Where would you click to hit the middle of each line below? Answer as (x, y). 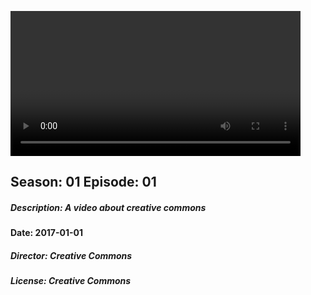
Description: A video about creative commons (108, 207)
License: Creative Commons (71, 281)
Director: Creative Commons (71, 255)
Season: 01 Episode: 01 (83, 182)
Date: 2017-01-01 (47, 233)
